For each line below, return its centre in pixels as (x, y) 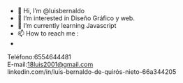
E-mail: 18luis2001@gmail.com (50, 64)
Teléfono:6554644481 (39, 57)
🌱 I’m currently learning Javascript (67, 25)
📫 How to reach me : (48, 33)
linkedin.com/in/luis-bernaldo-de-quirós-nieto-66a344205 (92, 72)
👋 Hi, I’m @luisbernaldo (51, 11)
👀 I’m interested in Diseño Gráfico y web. (76, 18)
